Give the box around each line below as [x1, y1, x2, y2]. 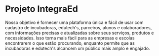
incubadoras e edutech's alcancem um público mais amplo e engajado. [5, 45, 150, 51]
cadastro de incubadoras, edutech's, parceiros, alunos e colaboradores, [5, 24, 152, 30]
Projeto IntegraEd [5, 3, 78, 15]
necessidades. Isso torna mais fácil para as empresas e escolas [5, 35, 135, 41]
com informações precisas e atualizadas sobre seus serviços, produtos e [5, 30, 154, 36]
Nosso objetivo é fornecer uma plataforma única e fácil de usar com [5, 19, 144, 25]
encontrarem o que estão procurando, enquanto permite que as [5, 40, 135, 46]
